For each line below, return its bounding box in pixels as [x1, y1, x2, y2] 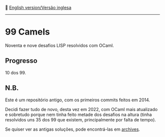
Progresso [5, 57, 38, 65]
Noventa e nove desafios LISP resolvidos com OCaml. [5, 42, 114, 48]
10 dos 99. [5, 69, 26, 75]
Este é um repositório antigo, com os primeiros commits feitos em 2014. [5, 97, 150, 103]
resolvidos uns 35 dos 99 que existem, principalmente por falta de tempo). [5, 116, 156, 122]
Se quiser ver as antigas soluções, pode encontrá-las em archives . [5, 126, 140, 132]
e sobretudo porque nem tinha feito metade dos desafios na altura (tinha [5, 112, 152, 117]
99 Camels [5, 26, 50, 38]
